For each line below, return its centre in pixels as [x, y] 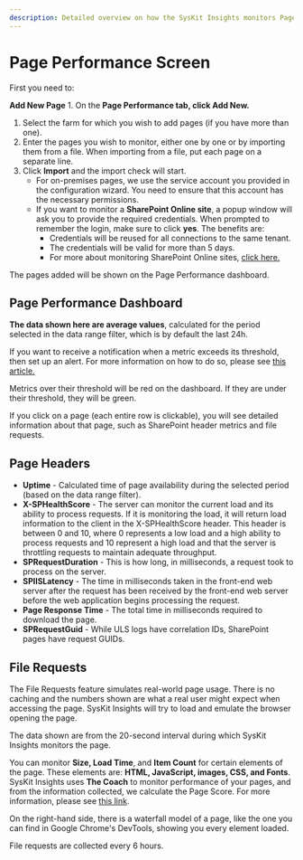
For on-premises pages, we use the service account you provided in [163, 180]
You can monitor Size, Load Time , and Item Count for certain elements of [146, 762]
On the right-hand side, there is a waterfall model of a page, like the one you [151, 818]
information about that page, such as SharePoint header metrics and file [143, 425]
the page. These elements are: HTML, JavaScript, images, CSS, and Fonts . [150, 772]
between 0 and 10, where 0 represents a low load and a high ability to [151, 534]
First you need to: [42, 88]
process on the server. [64, 572]
